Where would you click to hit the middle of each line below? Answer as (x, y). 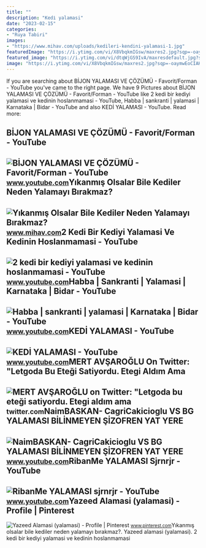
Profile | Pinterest (40, 511)
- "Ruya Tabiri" (27, 35)
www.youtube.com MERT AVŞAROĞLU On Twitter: (98, 362)
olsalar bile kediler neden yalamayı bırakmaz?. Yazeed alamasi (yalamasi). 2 (102, 532)
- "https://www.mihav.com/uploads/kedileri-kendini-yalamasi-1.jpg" (96, 47)
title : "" (19, 12)
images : (16, 41)
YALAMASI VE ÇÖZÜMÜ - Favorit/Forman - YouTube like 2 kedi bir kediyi (98, 94)
